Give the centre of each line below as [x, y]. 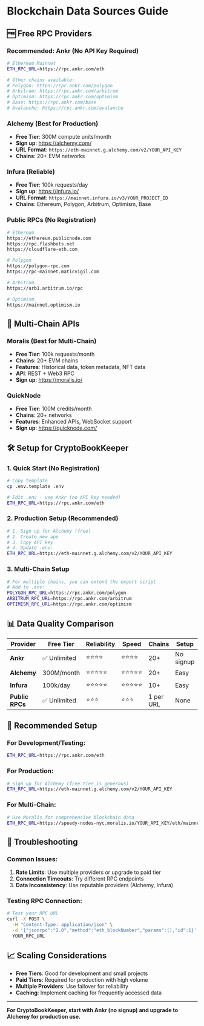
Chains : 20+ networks [44, 415]
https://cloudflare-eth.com [42, 250]
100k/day [56, 685]
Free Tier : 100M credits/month [54, 409]
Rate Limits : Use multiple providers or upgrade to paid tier [88, 872]
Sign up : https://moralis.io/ [49, 380]
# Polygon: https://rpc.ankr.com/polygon [60, 85]
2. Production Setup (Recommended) [63, 518]
